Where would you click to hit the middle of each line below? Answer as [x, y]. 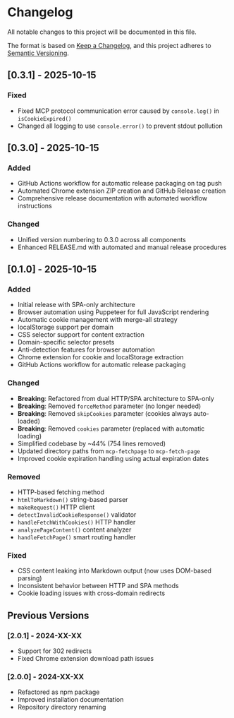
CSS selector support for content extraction [81, 335]
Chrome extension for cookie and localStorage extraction [101, 357]
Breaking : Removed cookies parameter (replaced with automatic [111, 429]
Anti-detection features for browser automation [86, 349]
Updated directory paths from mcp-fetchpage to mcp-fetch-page [109, 451]
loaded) [29, 421]
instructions [35, 206]
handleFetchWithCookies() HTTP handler [76, 522]
